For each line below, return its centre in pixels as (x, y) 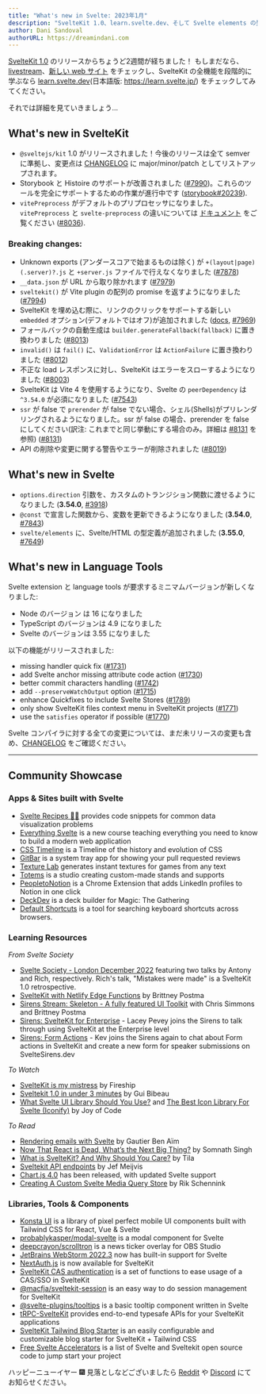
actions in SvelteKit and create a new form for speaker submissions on (135, 1046)
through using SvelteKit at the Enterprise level (94, 1029)
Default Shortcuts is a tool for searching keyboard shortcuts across (129, 908)
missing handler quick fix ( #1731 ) (73, 666)
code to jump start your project (70, 1356)
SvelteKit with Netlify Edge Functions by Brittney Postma (112, 995)
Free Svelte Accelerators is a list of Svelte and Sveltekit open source (131, 1348)
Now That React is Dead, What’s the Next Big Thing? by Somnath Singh (136, 1149)
